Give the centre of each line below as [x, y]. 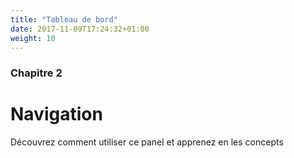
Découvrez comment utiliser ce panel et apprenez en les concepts [147, 142]
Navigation [56, 114]
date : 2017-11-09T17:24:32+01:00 [80, 29]
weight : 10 [33, 38]
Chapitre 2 [36, 73]
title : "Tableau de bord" [64, 19]
